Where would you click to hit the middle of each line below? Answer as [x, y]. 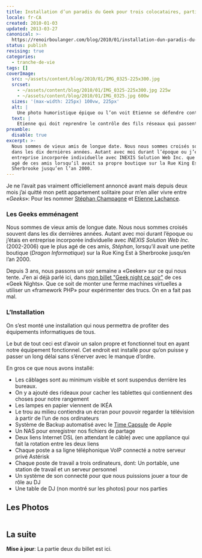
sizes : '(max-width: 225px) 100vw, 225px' [66, 101]
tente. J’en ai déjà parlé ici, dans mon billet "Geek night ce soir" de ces [94, 277]
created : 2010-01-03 [32, 23]
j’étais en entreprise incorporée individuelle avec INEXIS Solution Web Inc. [98, 240]
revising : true [25, 51]
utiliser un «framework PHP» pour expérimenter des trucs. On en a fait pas [99, 290]
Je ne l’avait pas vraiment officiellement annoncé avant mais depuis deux [97, 186]
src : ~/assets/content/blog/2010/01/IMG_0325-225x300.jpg [86, 79]
